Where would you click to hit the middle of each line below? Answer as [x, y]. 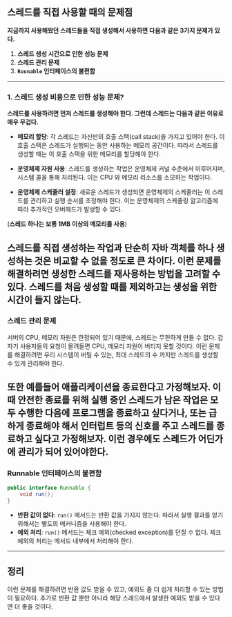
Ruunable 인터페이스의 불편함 [56, 70]
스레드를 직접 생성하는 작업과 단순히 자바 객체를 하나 [111, 248]
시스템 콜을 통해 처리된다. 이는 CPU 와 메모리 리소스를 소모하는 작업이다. [115, 178]
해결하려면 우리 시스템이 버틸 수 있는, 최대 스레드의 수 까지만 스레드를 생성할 [116, 354]
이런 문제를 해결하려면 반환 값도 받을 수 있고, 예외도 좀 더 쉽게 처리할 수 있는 [109, 589]
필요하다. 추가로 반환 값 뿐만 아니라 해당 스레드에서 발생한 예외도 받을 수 [111, 598]
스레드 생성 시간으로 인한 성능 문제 [62, 53]
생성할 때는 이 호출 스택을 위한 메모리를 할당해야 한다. [89, 154]
